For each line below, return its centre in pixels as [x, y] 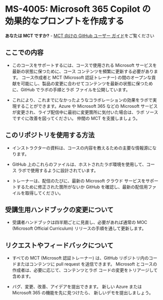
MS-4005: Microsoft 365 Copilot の [78, 9]
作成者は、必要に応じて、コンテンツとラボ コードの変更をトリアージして [85, 270]
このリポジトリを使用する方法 [50, 135]
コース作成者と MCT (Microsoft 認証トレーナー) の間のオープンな [87, 77]
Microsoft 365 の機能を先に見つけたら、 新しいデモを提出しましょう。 [82, 293]
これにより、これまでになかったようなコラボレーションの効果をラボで [82, 100]
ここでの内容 [24, 52]
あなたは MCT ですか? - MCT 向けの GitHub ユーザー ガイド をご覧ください [80, 36]
